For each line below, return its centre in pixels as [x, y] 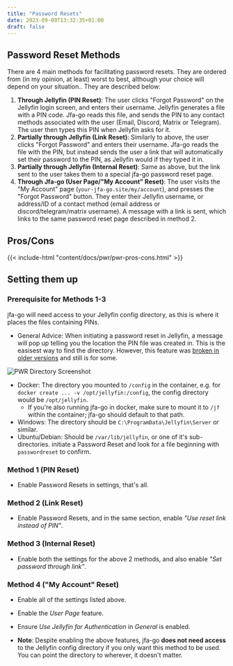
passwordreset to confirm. [54, 452]
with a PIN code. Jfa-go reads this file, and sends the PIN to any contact [121, 115]
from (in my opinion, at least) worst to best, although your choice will [106, 79]
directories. [34, 444]
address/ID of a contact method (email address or [89, 204]
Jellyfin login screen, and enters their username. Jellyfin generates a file [121, 108]
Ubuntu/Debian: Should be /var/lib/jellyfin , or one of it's [102, 436]
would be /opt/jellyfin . [53, 399]
